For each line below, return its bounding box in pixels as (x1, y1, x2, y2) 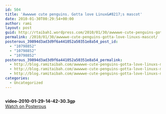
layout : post (5, 26, 32, 30)
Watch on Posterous (5, 103, 46, 109)
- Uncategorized (9, 80, 43, 85)
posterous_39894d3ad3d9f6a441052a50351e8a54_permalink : (5, 57, 123, 62)
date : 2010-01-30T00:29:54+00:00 (5, 16, 74, 21)
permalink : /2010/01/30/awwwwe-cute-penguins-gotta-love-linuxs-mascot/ (5, 35, 158, 40)
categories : (5, 76, 30, 81)
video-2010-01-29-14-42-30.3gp (5, 98, 76, 104)
